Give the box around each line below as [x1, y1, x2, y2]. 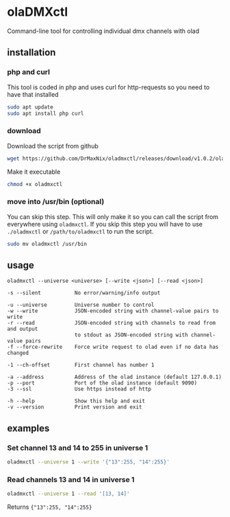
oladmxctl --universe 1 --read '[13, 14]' [7, 490, 130, 498]
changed [7, 349, 29, 357]
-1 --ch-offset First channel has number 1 [7, 362, 155, 369]
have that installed [7, 90, 59, 98]
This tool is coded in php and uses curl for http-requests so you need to [7, 83, 210, 91]
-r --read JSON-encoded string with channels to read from [7, 320, 216, 327]
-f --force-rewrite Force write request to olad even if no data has [7, 344, 219, 351]
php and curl [7, 67, 50, 77]
